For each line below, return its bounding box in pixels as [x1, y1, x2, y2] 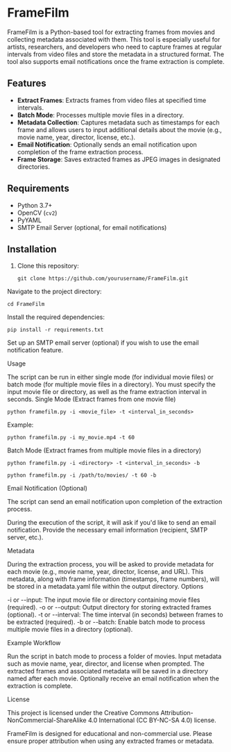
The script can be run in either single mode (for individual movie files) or [7, 373, 214, 382]
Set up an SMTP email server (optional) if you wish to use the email [7, 338, 199, 347]
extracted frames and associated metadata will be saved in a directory [7, 667, 208, 676]
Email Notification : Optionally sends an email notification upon [17, 140, 197, 149]
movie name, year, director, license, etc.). [17, 133, 136, 141]
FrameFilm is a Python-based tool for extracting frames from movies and [7, 28, 215, 36]
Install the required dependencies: [7, 313, 105, 321]
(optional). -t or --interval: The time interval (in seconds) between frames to [7, 610, 223, 619]
